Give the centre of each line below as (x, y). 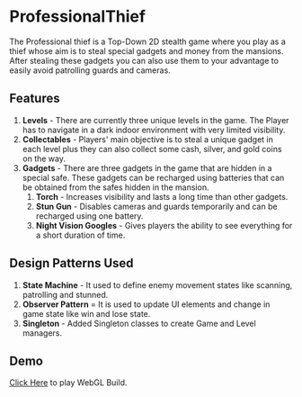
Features (35, 99)
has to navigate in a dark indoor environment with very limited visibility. (154, 130)
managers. (42, 333)
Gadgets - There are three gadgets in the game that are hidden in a (147, 167)
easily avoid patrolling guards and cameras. (90, 70)
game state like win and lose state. (86, 313)
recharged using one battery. (89, 216)
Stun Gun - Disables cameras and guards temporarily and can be (156, 206)
